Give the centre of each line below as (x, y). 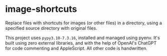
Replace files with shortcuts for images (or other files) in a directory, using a (83, 23)
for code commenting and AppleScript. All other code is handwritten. (76, 48)
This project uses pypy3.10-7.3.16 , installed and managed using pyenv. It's (83, 38)
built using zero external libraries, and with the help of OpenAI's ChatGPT (81, 43)
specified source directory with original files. (51, 28)
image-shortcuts (41, 9)
